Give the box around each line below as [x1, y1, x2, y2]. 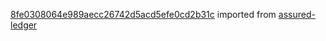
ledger [10, 19, 38, 31]
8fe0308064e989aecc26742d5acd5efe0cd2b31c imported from [10, 9, 277, 20]
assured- [278, 9, 316, 20]
